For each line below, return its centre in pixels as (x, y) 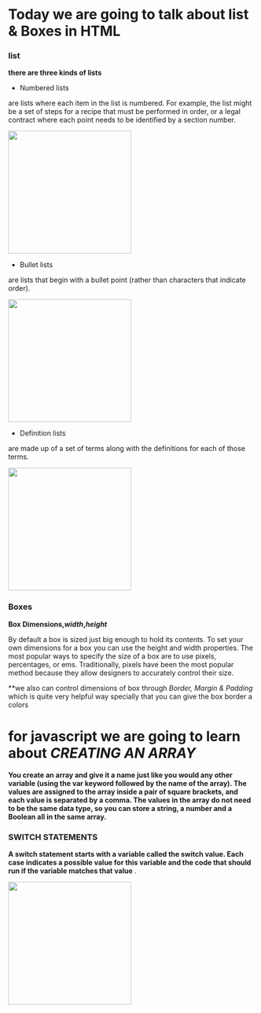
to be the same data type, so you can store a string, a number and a (120, 808)
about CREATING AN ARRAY (102, 753)
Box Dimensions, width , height (58, 624)
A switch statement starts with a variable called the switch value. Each (126, 854)
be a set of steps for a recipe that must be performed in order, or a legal (125, 112)
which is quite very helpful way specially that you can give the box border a (130, 696)
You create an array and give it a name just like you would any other (121, 775)
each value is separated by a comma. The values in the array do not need (130, 800)
